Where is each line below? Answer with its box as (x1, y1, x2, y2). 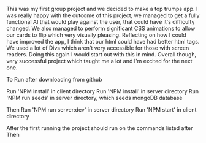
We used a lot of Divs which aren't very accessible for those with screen (6, 44, 189, 52)
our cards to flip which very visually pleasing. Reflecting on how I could (6, 31, 186, 39)
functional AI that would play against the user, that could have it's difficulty (6, 18, 195, 25)
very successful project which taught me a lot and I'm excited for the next (6, 58, 193, 64)
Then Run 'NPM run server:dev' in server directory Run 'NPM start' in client (6, 106, 197, 113)
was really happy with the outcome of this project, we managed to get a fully (6, 12, 200, 19)
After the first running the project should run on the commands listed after (6, 125, 193, 131)
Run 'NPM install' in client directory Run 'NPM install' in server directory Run (6, 88, 199, 95)
